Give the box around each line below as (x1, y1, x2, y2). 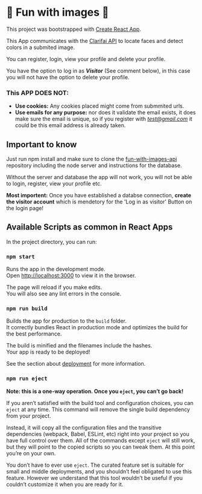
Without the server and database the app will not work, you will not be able (6, 174, 192, 181)
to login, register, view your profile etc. (6, 180, 103, 187)
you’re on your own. (6, 449, 56, 456)
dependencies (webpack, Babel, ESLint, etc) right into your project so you (6, 430, 190, 438)
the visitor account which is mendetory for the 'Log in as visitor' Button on (6, 198, 192, 205)
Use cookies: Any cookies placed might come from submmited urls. (14, 102, 185, 110)
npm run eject (6, 375, 48, 382)
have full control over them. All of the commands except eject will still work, (6, 436, 195, 444)
